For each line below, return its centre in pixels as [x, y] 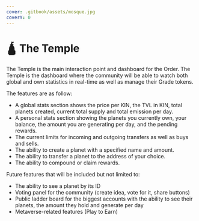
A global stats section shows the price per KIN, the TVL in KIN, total [98, 105]
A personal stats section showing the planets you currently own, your [101, 118]
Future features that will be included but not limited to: [73, 175]
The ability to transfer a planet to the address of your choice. [90, 157]
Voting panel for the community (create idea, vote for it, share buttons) [103, 193]
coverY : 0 [19, 17]
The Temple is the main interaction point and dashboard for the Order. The [98, 69]
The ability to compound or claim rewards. [67, 163]
